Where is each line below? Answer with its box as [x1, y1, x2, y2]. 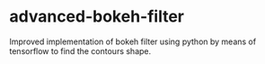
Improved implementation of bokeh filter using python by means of [9, 36, 257, 47]
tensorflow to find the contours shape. [9, 45, 152, 56]
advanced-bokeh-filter [9, 6, 184, 27]
